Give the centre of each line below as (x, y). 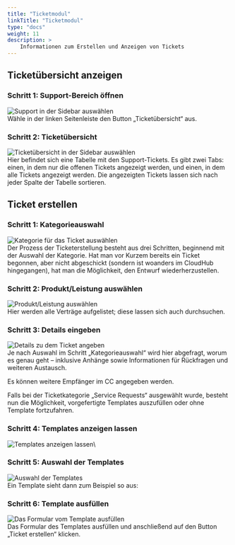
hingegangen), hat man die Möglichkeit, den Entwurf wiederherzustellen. (113, 270)
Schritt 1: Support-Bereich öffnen (65, 96)
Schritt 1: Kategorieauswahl (56, 225)
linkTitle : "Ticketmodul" (45, 21)
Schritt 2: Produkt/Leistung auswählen (75, 289)
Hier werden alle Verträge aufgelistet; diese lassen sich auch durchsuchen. (116, 311)
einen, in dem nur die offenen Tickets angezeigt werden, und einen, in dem (116, 167)
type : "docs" (26, 27)
